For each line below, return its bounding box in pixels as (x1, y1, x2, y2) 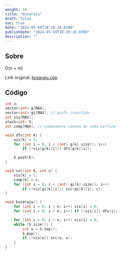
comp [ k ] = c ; (14, 177, 40, 182)
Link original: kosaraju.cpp (5, 74, 58, 80)
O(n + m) (5, 65, 23, 71)
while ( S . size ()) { (14, 222, 53, 227)
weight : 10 (5, 7, 27, 12)
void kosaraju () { (5, 200, 42, 204)
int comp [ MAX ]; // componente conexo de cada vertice (5, 124, 116, 129)
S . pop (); (22, 231, 40, 236)
